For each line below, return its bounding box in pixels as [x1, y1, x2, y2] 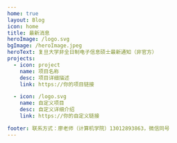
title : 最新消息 [7, 29, 50, 37]
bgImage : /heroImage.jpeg [7, 42, 82, 49]
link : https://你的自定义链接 [19, 113, 100, 120]
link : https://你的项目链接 [19, 81, 95, 88]
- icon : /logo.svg [13, 93, 67, 100]
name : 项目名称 [19, 68, 60, 75]
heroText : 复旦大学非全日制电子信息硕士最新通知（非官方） [7, 49, 158, 56]
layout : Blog [7, 17, 45, 23]
